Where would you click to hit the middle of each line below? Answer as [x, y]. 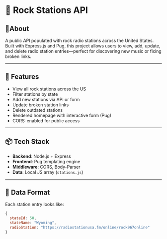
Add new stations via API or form [46, 99]
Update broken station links [41, 105]
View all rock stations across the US [49, 89]
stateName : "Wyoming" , [33, 223]
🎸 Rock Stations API [47, 10]
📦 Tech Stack [27, 142]
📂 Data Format [28, 192]
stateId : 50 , [23, 218]
